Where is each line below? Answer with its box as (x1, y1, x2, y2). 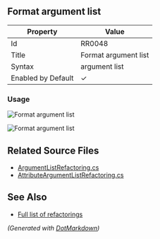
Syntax (11, 62, 34, 71)
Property (27, 26, 58, 36)
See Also (7, 191, 47, 204)
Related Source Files (7, 144, 99, 156)
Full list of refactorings (17, 210, 83, 218)
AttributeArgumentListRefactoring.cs (17, 170, 124, 179)
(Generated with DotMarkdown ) (7, 223, 100, 232)
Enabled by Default (11, 73, 74, 83)
